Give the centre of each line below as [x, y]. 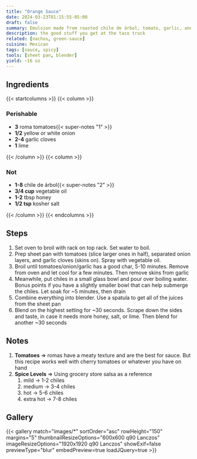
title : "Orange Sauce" [34, 11]
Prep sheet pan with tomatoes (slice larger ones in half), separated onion [102, 254]
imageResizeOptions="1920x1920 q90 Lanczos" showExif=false [84, 444]
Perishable [22, 114]
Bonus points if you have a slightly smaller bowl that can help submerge [101, 285]
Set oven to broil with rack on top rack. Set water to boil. [82, 247]
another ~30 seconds [41, 322]
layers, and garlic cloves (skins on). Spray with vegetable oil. [88, 260]
